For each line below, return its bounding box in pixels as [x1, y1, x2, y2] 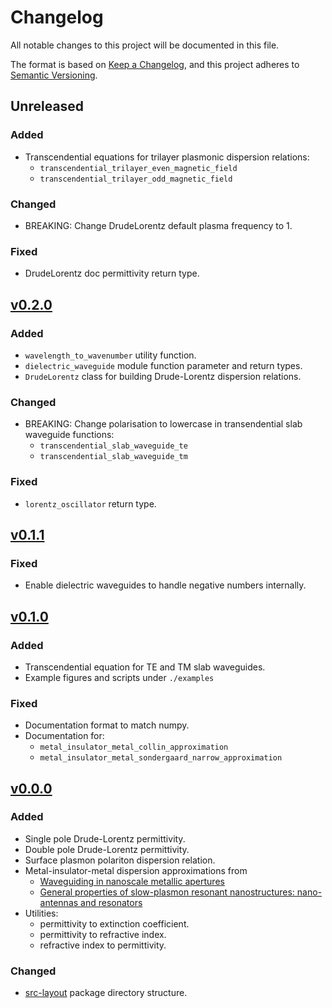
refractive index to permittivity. [39, 939, 167, 951]
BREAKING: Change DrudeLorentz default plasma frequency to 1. [24, 219, 293, 231]
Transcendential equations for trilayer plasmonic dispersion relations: [24, 151, 310, 163]
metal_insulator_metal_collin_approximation [39, 742, 229, 753]
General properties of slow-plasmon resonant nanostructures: [39, 886, 295, 898]
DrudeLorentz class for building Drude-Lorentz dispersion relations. [24, 370, 302, 382]
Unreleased [10, 98, 85, 115]
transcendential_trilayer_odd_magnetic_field [39, 174, 233, 184]
